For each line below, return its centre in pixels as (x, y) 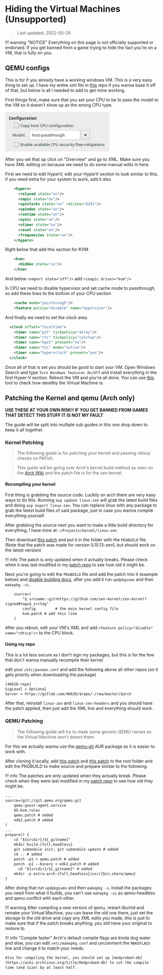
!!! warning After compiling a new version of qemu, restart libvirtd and (75, 908)
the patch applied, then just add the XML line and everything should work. (79, 708)
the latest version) (23, 550)
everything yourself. (25, 516)
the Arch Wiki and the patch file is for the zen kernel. (70, 473)
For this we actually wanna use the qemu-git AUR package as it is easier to (80, 746)
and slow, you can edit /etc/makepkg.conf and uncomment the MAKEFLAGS (78, 943)
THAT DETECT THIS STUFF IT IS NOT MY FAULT (54, 415)
